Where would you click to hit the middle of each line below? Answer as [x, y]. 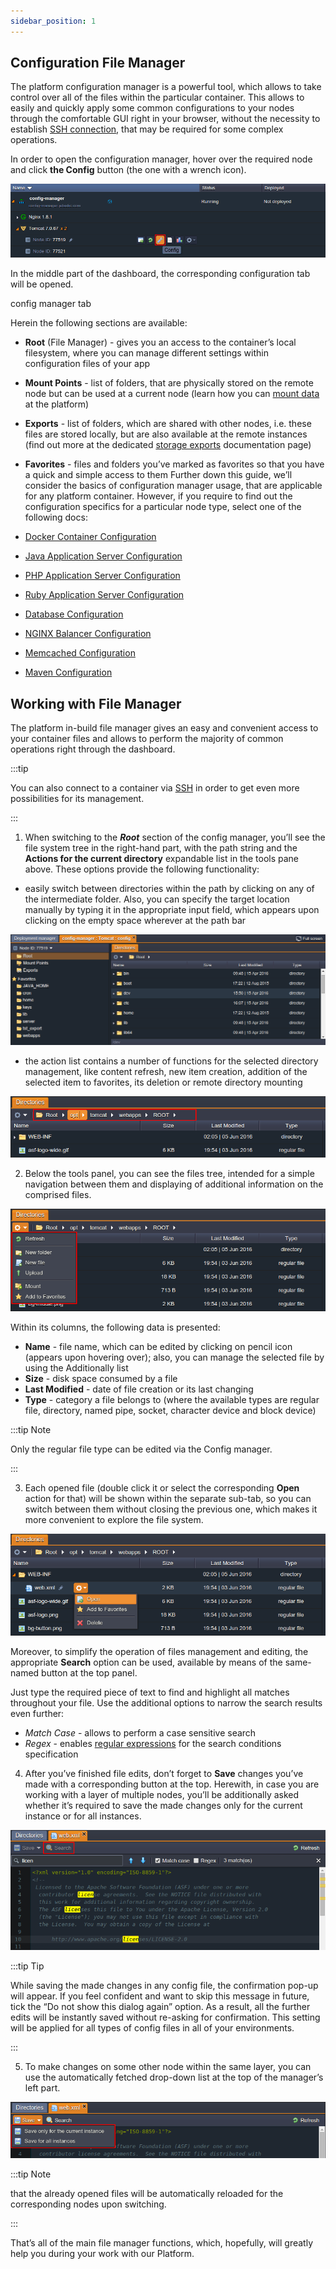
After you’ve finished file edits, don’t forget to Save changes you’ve [164, 1774]
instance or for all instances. [83, 1816]
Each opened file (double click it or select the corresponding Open [162, 1487]
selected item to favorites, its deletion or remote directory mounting [163, 1082]
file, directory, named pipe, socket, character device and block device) [170, 1410]
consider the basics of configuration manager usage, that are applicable [173, 486]
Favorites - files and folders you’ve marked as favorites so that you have [174, 464]
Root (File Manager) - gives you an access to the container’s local [160, 342]
